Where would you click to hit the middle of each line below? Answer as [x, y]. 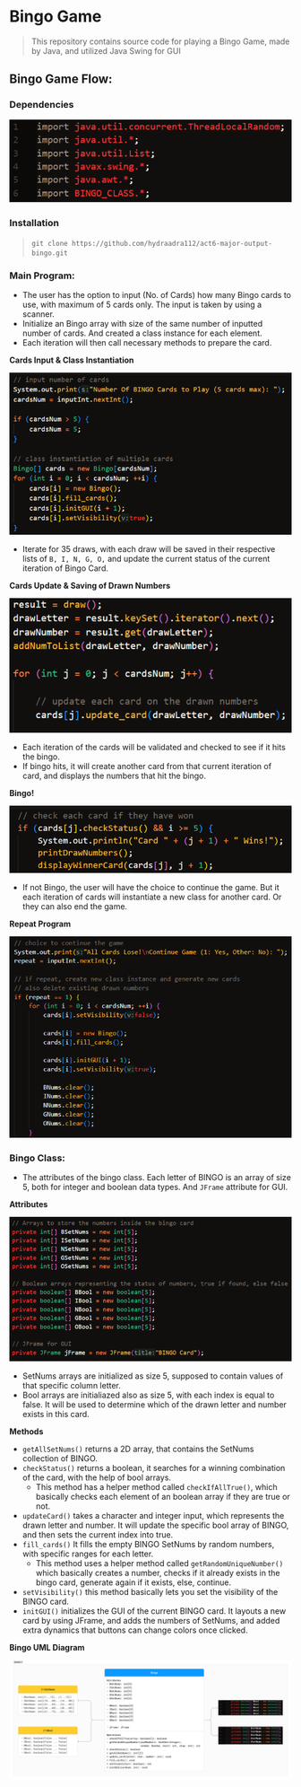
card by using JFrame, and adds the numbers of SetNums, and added [151, 1621]
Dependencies [42, 105]
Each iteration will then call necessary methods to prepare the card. [147, 343]
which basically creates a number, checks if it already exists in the [158, 1573]
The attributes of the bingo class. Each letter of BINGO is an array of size [156, 1178]
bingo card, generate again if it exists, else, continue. [133, 1582]
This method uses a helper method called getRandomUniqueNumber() [159, 1564]
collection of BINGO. [60, 1459]
